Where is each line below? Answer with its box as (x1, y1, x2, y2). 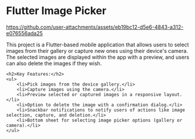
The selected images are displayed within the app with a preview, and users (6, 53, 190, 60)
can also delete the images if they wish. (6, 60, 102, 67)
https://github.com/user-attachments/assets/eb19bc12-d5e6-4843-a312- (6, 23, 184, 30)
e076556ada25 (6, 29, 43, 36)
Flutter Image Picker (6, 4, 107, 18)
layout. (163, 91, 183, 97)
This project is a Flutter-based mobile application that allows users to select (6, 41, 189, 48)
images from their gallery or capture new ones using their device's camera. (6, 47, 188, 54)
